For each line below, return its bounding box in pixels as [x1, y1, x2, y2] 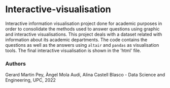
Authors [5, 60, 26, 67]
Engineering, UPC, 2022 [5, 77, 56, 83]
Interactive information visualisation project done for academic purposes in [5, 20, 162, 26]
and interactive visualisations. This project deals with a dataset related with [5, 31, 162, 37]
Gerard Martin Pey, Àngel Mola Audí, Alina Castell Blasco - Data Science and [5, 72, 165, 78]
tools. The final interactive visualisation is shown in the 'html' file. [5, 47, 141, 53]
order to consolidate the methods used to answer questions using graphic [5, 25, 160, 32]
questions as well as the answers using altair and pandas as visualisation [5, 42, 159, 48]
